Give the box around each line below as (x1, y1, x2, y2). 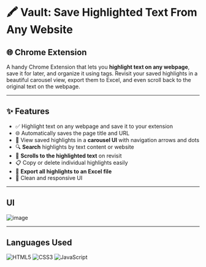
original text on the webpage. (6, 83, 81, 90)
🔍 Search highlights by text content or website (15, 143, 135, 151)
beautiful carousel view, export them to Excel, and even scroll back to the (6, 77, 191, 83)
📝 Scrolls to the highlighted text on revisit (15, 152, 122, 159)
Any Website (6, 23, 74, 37)
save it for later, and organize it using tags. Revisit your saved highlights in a (6, 70, 198, 77)
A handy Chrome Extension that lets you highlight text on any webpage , (6, 63, 190, 70)
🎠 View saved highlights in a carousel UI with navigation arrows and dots (15, 136, 200, 143)
